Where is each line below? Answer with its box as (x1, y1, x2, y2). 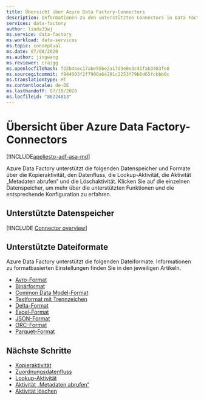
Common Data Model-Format (15, 289, 89, 297)
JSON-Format (15, 315, 50, 322)
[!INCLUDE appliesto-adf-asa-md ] (6, 153, 90, 160)
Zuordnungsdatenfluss (15, 368, 72, 376)
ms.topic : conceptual (6, 43, 61, 49)
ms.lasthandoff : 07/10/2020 (6, 88, 78, 94)
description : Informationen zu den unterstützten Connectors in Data (6, 15, 186, 21)
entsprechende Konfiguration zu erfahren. (6, 190, 112, 198)
